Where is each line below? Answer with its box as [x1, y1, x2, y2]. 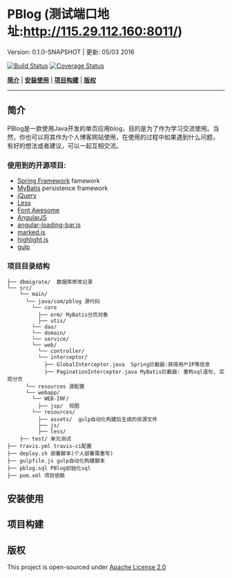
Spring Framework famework [17, 177, 100, 185]
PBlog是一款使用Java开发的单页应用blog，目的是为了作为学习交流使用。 [7, 124, 213, 132]
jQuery [17, 192, 37, 200]
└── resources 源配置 [25, 383, 85, 391]
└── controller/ [37, 348, 85, 355]
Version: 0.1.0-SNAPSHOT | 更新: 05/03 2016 [7, 48, 135, 56]
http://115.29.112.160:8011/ [23, 24, 178, 39]
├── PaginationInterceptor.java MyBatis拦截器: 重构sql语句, [43, 369, 217, 375]
